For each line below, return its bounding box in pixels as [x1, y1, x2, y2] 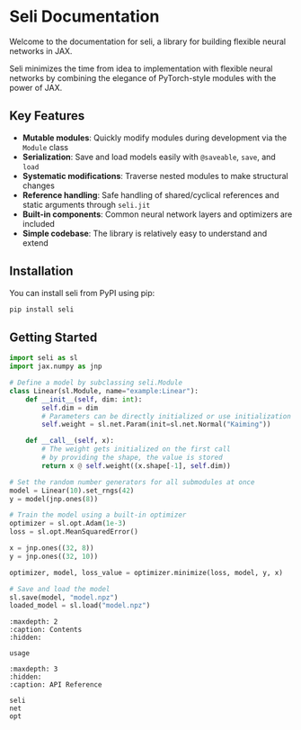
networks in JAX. [9, 45, 73, 56]
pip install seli [9, 304, 75, 314]
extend [22, 237, 49, 248]
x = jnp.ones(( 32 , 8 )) [9, 544, 94, 553]
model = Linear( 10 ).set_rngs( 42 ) [9, 486, 135, 495]
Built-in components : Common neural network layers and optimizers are [22, 209, 293, 220]
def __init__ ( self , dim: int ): [25, 394, 143, 404]
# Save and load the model [9, 584, 111, 593]
